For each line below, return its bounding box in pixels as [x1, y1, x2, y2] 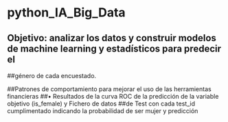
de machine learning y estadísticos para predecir [7, 42, 222, 54]
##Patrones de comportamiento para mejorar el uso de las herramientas [7, 85, 212, 93]
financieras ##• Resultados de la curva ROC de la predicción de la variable [7, 93, 219, 100]
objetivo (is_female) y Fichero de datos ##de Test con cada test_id [7, 99, 196, 108]
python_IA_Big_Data [7, 5, 126, 21]
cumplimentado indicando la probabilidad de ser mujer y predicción [7, 107, 198, 114]
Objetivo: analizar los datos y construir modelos [7, 32, 216, 44]
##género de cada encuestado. [7, 72, 97, 80]
